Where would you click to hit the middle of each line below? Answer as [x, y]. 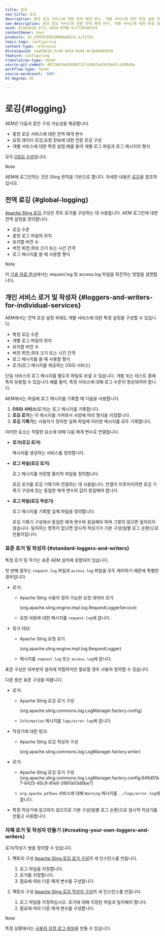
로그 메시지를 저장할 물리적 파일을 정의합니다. [56, 474]
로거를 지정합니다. [37, 875]
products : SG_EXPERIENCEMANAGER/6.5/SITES [49, 37]
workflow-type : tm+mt [27, 70]
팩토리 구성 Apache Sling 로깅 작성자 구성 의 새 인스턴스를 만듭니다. [77, 892]
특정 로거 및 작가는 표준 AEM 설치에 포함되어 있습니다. [57, 560]
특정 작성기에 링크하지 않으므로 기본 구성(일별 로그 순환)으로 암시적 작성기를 [85, 810]
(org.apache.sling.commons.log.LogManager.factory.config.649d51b [89, 778]
